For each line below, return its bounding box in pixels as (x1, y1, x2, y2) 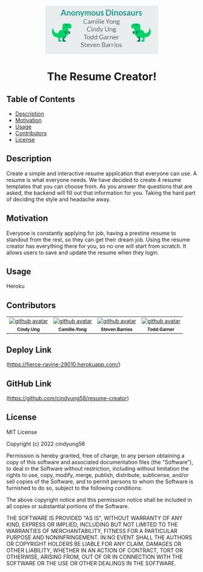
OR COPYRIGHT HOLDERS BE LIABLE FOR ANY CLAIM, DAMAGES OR (6, 540, 182, 547)
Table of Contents (6, 94, 76, 104)
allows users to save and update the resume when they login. (6, 249, 159, 256)
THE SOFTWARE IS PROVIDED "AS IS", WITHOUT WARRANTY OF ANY (6, 514, 183, 521)
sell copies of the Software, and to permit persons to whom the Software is (6, 478, 194, 485)
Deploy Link (6, 344, 52, 355)
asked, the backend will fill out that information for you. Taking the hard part (6, 189, 196, 197)
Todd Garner (147, 326, 175, 332)
